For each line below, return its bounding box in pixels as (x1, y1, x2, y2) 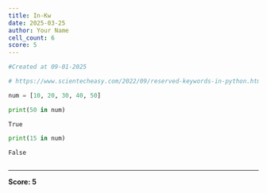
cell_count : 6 (8, 33, 56, 42)
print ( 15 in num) (8, 134, 66, 142)
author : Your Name (8, 26, 69, 34)
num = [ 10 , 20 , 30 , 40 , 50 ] (8, 91, 102, 99)
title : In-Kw (8, 11, 52, 20)
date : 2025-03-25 (8, 19, 66, 27)
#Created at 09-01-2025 (8, 63, 87, 71)
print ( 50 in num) (8, 106, 66, 114)
